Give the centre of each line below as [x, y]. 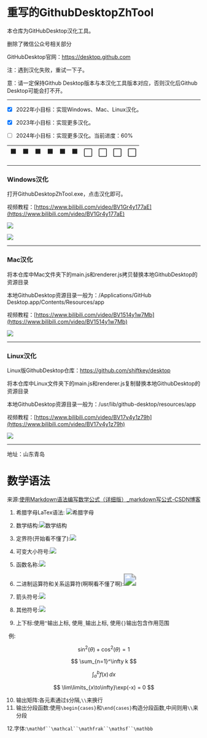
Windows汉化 [28, 180]
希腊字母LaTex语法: [40, 512]
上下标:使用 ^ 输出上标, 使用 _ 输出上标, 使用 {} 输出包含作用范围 [92, 623]
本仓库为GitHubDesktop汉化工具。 [51, 31]
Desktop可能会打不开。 [37, 90]
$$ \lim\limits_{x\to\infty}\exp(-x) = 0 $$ [104, 688]
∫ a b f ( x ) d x [104, 674]
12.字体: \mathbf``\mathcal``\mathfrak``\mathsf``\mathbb [80, 729]
